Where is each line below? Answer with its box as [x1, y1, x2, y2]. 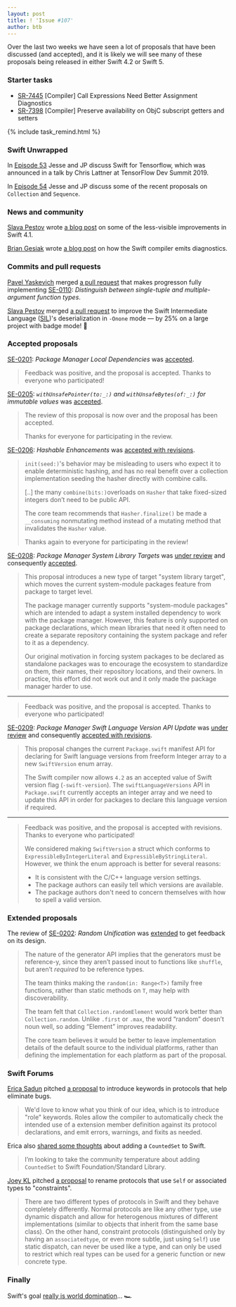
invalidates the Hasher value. [24, 524, 107, 532]
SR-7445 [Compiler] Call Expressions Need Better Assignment [17, 91, 198, 99]
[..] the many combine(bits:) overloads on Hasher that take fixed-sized [24, 487, 227, 496]
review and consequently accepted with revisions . [7, 730, 152, 739]
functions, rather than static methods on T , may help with [24, 987, 190, 995]
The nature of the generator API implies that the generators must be [24, 950, 221, 958]
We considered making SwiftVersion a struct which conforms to [24, 844, 211, 853]
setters [17, 113, 39, 122]
